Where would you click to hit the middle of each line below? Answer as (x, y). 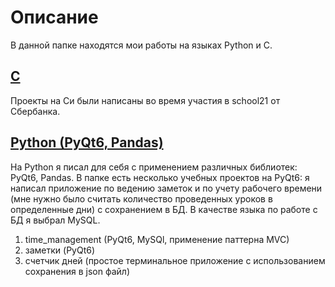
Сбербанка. (35, 111)
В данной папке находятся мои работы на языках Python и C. (141, 45)
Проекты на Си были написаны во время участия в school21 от (145, 100)
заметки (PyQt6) (60, 250)
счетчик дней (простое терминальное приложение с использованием (175, 260)
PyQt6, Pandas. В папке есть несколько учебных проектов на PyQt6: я (160, 177)
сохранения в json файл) (77, 271)
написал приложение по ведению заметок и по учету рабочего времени (166, 188)
